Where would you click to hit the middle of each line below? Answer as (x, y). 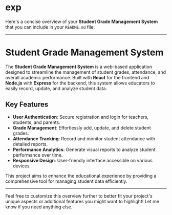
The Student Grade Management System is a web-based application (79, 67)
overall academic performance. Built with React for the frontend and (77, 77)
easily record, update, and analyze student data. (56, 88)
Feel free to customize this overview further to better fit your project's (79, 196)
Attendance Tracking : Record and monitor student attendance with (84, 138)
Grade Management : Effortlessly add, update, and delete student (82, 127)
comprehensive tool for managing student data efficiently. (66, 181)
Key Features (27, 105)
